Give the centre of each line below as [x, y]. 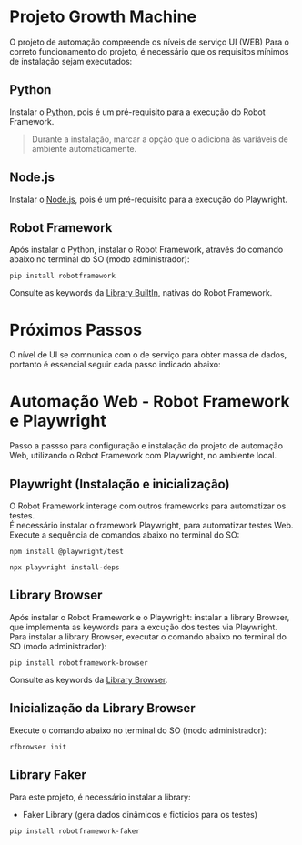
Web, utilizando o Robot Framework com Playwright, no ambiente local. [143, 456]
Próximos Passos [76, 330]
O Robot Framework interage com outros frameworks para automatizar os [148, 506]
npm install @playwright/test [67, 552]
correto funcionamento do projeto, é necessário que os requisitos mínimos [149, 51]
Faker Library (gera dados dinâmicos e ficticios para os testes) [140, 814]
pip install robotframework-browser [79, 663]
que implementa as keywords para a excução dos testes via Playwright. [143, 627]
